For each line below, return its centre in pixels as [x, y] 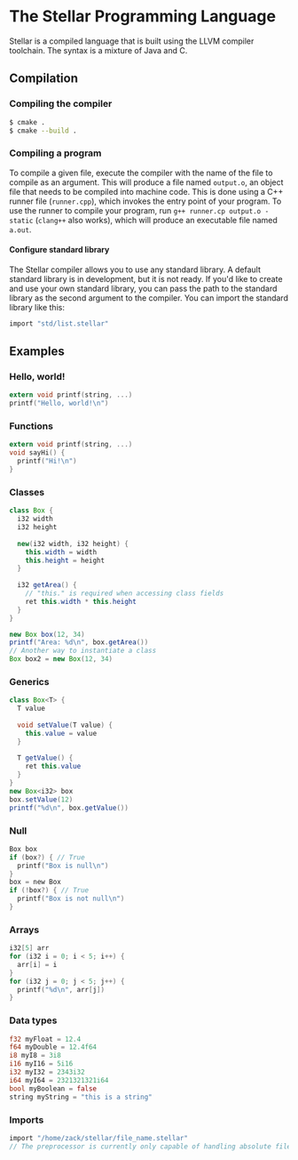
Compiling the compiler [61, 104]
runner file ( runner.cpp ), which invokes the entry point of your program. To [145, 201]
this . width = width [61, 552]
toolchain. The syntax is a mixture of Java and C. [98, 50]
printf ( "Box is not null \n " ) [71, 899]
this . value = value [61, 733]
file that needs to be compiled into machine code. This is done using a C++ [146, 191]
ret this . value [53, 767]
